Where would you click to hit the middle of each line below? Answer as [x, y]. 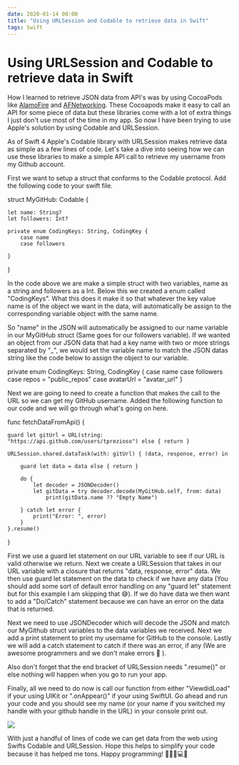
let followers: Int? [38, 219]
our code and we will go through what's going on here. [88, 408]
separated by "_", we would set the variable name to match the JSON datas [118, 350]
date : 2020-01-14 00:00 [43, 14]
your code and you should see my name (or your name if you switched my [117, 704]
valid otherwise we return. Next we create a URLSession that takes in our [115, 564]
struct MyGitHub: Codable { [48, 200]
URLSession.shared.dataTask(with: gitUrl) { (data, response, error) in [118, 454]
